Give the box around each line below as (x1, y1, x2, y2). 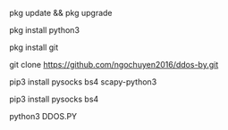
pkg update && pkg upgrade (9, 8, 114, 18)
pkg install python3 (9, 25, 80, 35)
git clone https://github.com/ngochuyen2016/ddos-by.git (9, 60, 219, 69)
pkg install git (9, 42, 59, 53)
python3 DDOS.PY (9, 111, 78, 121)
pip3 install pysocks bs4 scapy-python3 (9, 77, 157, 87)
